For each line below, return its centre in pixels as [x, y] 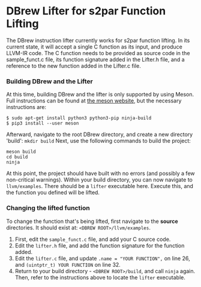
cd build [17, 157]
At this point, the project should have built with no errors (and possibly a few [100, 173]
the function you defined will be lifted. [53, 192]
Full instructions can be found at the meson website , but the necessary [94, 101]
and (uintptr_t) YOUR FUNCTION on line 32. [68, 264]
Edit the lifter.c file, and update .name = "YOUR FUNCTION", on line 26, [102, 258]
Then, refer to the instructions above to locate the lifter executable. [100, 277]
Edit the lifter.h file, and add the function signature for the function [100, 245]
